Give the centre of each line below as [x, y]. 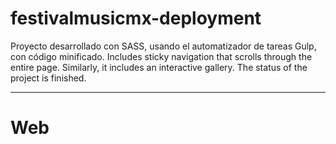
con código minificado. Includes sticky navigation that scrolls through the [161, 56]
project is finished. [48, 78]
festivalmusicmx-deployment [136, 18]
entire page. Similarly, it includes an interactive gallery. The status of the [159, 67]
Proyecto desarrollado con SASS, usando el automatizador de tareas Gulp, [163, 46]
